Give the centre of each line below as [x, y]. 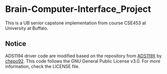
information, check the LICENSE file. [42, 66]
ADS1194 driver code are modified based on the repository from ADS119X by [83, 56]
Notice [16, 44]
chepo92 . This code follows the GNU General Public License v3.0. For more [83, 61]
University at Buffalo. [27, 28]
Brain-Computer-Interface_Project [78, 9]
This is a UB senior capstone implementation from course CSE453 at [76, 23]
